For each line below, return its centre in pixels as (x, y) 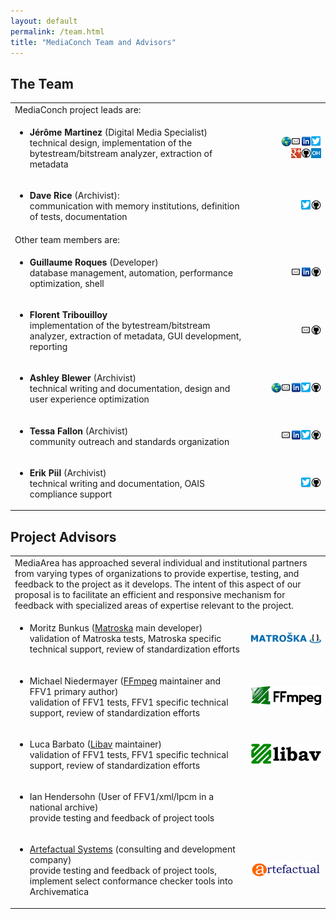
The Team (42, 83)
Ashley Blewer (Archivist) (83, 378)
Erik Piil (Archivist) (68, 472)
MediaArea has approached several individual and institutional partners (161, 563)
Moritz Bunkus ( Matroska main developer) (116, 628)
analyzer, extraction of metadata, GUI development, (135, 336)
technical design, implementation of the (111, 143)
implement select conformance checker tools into (131, 881)
